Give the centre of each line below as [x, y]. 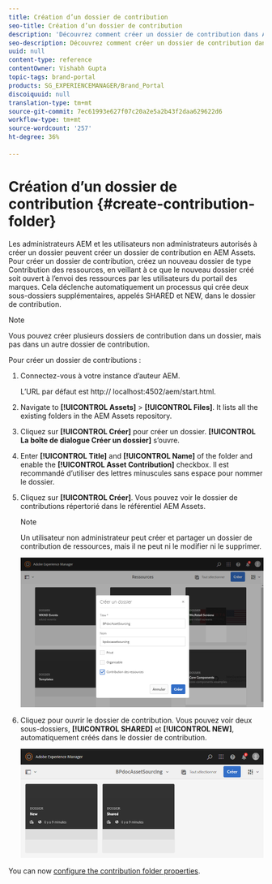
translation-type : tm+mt [50, 103]
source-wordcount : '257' [50, 129]
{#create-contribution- [176, 204]
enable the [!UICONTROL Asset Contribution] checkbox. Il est [124, 464]
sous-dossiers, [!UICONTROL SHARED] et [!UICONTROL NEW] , [127, 729]
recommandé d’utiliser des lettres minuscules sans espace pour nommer [141, 473]
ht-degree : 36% [34, 137]
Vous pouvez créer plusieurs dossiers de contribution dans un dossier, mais [135, 335]
